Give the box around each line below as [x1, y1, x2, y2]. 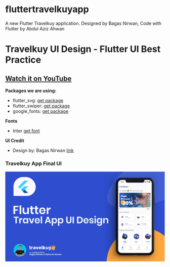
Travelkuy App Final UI [5, 160, 62, 167]
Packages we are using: [5, 87, 57, 94]
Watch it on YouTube [5, 74, 72, 83]
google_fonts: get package [12, 108, 69, 114]
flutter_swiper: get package [12, 103, 70, 109]
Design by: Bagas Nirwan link [12, 147, 74, 153]
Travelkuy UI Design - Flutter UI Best [5, 43, 161, 55]
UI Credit [5, 138, 24, 144]
